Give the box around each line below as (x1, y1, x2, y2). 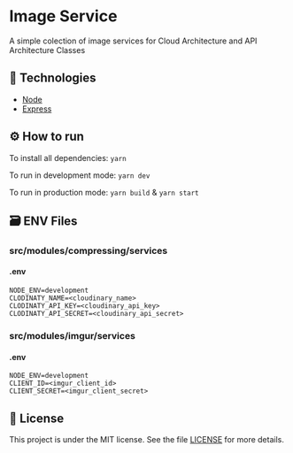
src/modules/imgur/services (9, 330, 135, 342)
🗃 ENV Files (9, 213, 78, 228)
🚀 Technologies (9, 71, 96, 86)
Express (21, 104, 52, 114)
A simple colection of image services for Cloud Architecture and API (9, 35, 258, 46)
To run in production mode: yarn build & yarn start (9, 187, 199, 197)
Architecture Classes (9, 44, 86, 55)
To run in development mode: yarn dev (9, 170, 150, 180)
